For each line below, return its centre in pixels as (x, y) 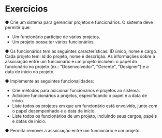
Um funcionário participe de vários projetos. (56, 37)
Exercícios (27, 9)
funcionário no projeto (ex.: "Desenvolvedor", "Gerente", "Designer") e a (77, 67)
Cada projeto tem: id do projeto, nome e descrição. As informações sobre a (80, 56)
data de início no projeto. (30, 71)
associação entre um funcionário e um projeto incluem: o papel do (71, 61)
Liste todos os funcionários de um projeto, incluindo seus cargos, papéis (84, 116)
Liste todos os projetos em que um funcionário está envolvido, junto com (85, 106)
